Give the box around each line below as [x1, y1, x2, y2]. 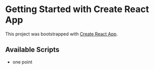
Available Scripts [5, 45, 59, 54]
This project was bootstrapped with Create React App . [5, 31, 118, 37]
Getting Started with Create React [5, 4, 149, 15]
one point [12, 59, 33, 65]
